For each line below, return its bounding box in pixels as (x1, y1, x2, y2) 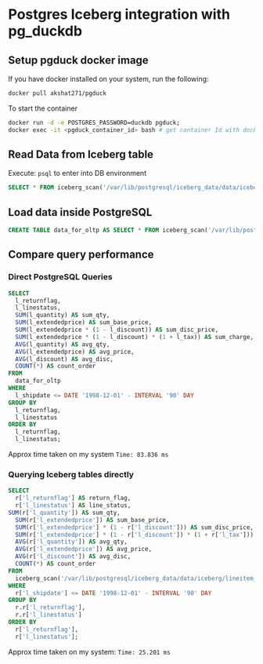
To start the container (8, 104, 78, 113)
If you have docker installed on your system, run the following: (8, 75, 209, 83)
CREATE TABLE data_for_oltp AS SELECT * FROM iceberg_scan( (8, 226, 209, 235)
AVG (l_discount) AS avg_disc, (15, 355, 113, 363)
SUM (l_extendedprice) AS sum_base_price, (15, 319, 153, 327)
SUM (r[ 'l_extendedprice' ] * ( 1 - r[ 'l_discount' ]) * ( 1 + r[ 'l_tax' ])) (15, 531, 254, 538)
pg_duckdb (8, 22, 83, 40)
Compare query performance (8, 248, 154, 261)
